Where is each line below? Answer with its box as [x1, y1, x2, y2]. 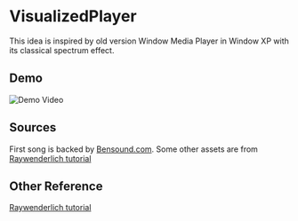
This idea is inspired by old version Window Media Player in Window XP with [9, 36, 289, 46]
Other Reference [9, 178, 103, 193]
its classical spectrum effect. [9, 44, 115, 55]
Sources [9, 120, 57, 135]
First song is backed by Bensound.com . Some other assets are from [9, 144, 258, 154]
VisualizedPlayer [9, 6, 137, 27]
